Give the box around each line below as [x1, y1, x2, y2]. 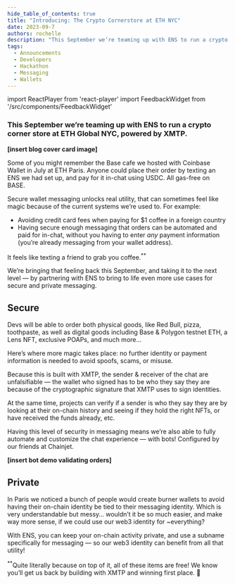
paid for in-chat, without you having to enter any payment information [17, 230, 220, 239]
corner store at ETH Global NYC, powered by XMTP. [7, 129, 188, 139]
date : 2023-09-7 [7, 23, 55, 30]
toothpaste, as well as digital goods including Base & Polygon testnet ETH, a [7, 328, 228, 336]
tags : [7, 43, 23, 50]
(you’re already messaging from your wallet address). [17, 238, 173, 246]
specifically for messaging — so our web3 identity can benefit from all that [7, 538, 224, 547]
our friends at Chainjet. [7, 443, 74, 451]
